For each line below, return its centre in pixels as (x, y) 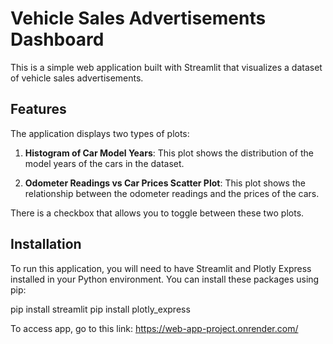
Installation (46, 244)
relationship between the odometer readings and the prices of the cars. (172, 193)
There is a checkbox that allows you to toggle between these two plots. (157, 213)
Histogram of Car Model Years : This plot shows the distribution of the (169, 153)
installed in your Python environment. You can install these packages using (165, 279)
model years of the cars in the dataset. (104, 163)
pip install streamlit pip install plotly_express (100, 309)
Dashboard (57, 39)
